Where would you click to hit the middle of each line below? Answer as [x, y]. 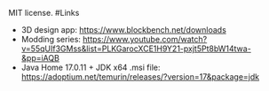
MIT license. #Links [44, 13]
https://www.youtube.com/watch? [145, 39]
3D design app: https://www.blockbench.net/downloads [124, 30]
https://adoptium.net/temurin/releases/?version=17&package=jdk [140, 77]
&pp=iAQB [40, 58]
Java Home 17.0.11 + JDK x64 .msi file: [91, 67]
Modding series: [51, 39]
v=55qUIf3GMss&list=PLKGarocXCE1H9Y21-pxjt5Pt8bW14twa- [136, 49]
